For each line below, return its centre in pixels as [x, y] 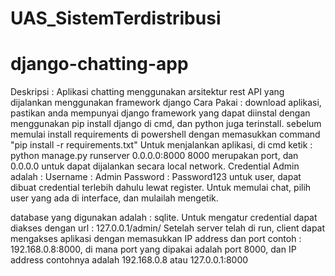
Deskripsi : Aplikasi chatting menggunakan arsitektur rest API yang [147, 92]
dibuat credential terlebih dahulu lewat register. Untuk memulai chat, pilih [161, 188]
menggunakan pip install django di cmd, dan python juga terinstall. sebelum [166, 124]
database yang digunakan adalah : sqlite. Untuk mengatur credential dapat [164, 218]
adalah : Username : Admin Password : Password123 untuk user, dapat [156, 177]
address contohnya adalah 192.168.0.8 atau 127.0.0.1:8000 [129, 260]
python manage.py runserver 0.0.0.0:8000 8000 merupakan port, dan [154, 156]
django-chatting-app [99, 64]
